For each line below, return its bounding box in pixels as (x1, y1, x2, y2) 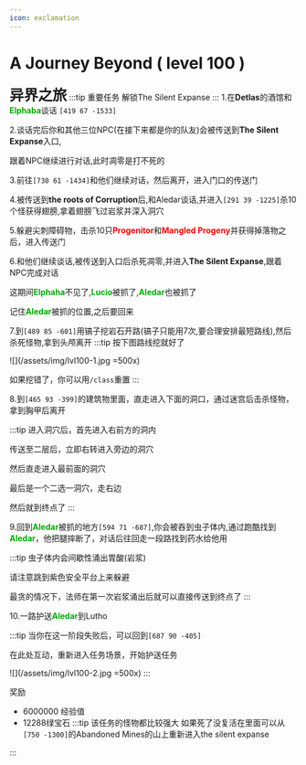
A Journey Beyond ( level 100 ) (9, 52, 246, 73)
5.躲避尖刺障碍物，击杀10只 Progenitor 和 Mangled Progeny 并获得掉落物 (9, 225, 279, 236)
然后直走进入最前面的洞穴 (9, 462, 106, 473)
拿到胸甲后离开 (9, 404, 66, 416)
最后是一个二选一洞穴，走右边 (9, 482, 121, 494)
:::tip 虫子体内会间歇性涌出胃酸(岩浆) (9, 552, 146, 563)
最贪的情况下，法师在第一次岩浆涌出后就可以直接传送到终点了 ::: (9, 590, 251, 601)
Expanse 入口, (9, 135, 62, 146)
